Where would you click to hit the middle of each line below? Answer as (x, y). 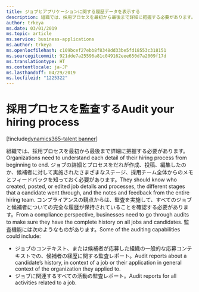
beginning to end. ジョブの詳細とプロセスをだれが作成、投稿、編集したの (96, 165)
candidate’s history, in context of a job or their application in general (98, 263)
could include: (24, 236)
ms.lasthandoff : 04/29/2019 (41, 73)
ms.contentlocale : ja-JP (37, 67)
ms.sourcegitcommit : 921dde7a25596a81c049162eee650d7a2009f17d (86, 56)
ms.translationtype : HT (36, 61)
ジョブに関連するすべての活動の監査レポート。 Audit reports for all (96, 276)
